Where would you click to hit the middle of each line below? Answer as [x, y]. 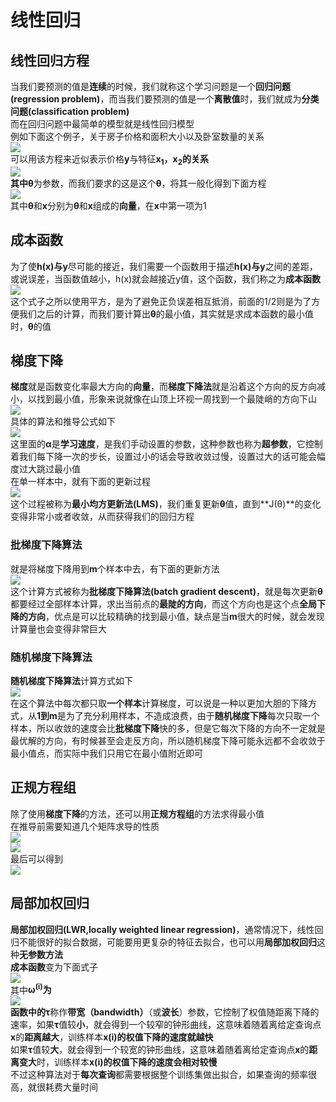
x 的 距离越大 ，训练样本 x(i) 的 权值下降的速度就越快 [112, 1037]
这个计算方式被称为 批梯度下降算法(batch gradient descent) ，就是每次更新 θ [166, 591]
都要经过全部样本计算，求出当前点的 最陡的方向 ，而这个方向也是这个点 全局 [163, 603]
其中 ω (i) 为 [31, 989]
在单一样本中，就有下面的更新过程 [80, 482]
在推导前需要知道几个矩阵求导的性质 [85, 826]
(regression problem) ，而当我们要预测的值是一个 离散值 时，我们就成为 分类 [165, 99]
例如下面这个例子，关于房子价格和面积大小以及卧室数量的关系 [137, 136]
